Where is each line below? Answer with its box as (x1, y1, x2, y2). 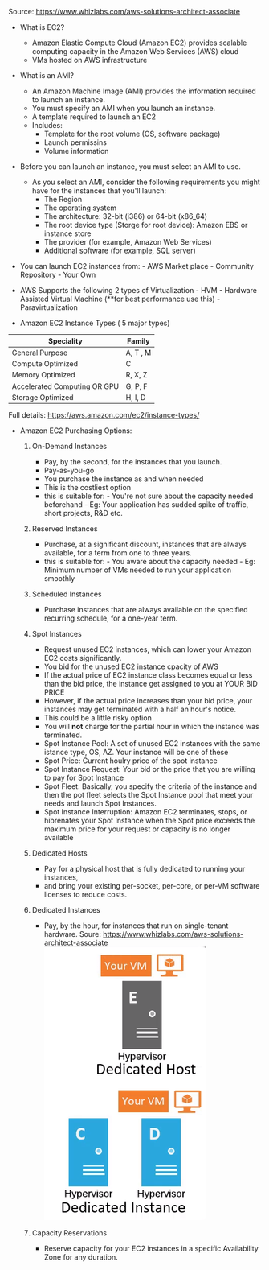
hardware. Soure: (43, 930, 102, 939)
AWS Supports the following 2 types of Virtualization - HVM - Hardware (19, 286, 257, 295)
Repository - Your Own (19, 270, 96, 279)
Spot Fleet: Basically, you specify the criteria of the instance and (43, 781, 258, 791)
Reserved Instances (31, 524, 98, 534)
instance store (43, 229, 92, 238)
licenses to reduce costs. (43, 889, 128, 900)
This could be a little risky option (43, 713, 153, 723)
